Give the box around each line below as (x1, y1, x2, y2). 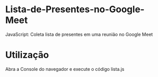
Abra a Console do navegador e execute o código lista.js (5, 66, 124, 72)
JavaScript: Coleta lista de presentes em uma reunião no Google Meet (5, 31, 153, 37)
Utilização (5, 49, 49, 61)
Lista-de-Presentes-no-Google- (5, 4, 145, 15)
